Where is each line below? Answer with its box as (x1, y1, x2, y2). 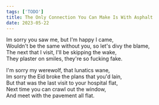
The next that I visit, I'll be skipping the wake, (6, 49, 117, 56)
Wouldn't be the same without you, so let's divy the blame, (6, 42, 150, 50)
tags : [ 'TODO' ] (6, 8, 44, 15)
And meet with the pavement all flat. (6, 92, 95, 99)
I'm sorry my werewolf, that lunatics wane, (6, 67, 110, 74)
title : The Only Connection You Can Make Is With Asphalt (6, 14, 153, 20)
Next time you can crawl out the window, (6, 86, 106, 93)
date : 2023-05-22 (6, 20, 49, 26)
